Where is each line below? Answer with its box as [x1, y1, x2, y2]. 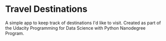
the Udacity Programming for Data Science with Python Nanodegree [5, 25, 146, 31]
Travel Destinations [5, 3, 88, 15]
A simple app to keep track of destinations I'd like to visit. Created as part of [5, 20, 161, 26]
